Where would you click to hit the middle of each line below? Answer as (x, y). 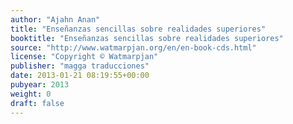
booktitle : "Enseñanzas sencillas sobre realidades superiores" (147, 38)
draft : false (37, 103)
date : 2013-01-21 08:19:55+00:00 (80, 76)
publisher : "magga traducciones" (80, 66)
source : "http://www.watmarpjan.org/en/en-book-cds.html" (133, 47)
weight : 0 (31, 94)
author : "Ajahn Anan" (55, 19)
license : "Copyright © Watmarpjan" (84, 57)
